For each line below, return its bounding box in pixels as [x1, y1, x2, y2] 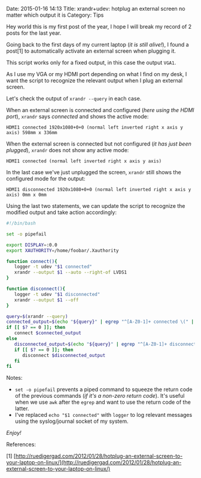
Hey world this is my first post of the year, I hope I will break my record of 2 [6, 23, 192, 30]
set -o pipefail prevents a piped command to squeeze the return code [14, 386, 193, 393]
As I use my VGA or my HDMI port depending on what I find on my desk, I [6, 71, 187, 77]
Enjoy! [6, 429, 22, 437]
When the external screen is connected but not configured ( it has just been [6, 140, 191, 147]
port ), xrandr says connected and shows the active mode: [6, 113, 149, 120]
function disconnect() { [6, 286, 66, 292]
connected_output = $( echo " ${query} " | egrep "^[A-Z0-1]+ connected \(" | [6, 319, 194, 325]
